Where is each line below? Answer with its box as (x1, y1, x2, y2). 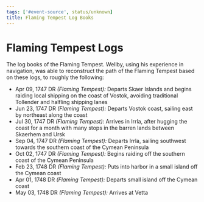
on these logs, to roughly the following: (6, 74, 105, 81)
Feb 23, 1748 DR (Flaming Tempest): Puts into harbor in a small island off (15, 163, 198, 170)
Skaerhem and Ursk (15, 131, 66, 138)
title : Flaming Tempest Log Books (6, 15, 94, 21)
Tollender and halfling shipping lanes (15, 99, 108, 106)
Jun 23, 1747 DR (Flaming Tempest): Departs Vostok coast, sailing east (15, 105, 193, 113)
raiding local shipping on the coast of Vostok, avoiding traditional (15, 92, 178, 99)
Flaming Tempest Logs (6, 41, 124, 55)
